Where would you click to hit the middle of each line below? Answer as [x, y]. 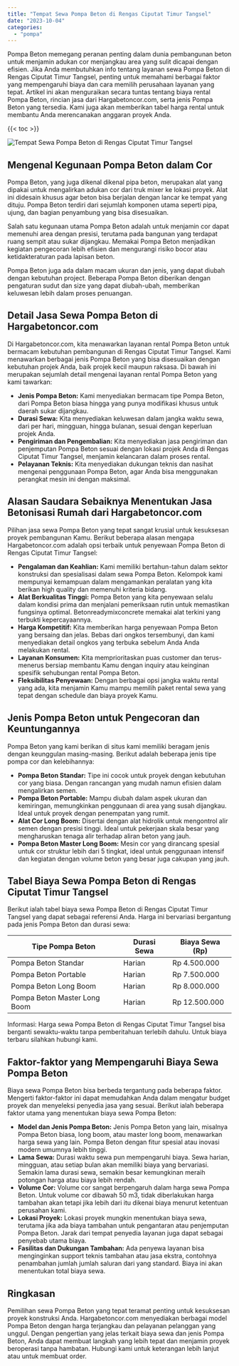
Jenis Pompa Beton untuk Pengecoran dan [104, 718]
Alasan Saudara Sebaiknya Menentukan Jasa [110, 501]
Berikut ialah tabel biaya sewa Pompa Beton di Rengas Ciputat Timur [108, 909]
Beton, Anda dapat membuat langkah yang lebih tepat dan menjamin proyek [118, 1341]
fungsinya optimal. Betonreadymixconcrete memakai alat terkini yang [119, 612]
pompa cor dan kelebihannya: [51, 762]
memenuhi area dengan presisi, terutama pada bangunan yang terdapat [113, 234]
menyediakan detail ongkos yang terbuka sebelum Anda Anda [108, 642]
